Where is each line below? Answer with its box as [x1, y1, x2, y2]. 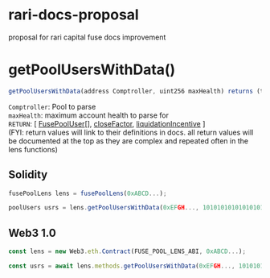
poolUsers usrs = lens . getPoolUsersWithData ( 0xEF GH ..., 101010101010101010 [8, 204, 268, 212]
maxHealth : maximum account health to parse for [8, 110, 170, 120]
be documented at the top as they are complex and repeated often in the [8, 135, 249, 146]
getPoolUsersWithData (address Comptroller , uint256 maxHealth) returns [8, 87, 253, 95]
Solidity [8, 168, 48, 182]
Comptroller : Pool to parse [8, 102, 96, 111]
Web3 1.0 [8, 226, 56, 239]
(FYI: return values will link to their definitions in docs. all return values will [8, 127, 254, 137]
